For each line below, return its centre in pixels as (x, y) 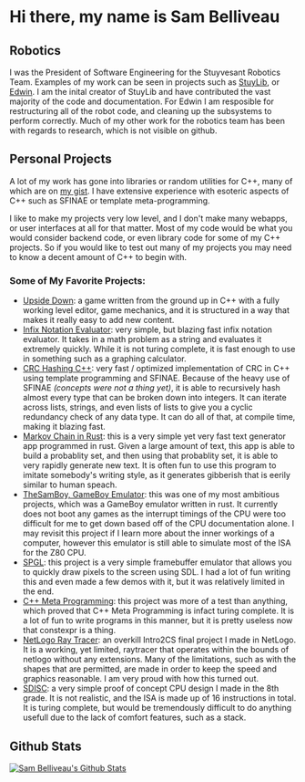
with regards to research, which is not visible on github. (113, 130)
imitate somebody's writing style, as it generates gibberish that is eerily (157, 475)
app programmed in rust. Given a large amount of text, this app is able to (159, 446)
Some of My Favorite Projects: (77, 280)
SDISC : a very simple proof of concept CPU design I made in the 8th (151, 688)
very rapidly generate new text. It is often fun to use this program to (149, 465)
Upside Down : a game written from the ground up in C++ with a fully (151, 301)
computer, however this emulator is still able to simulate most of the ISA (157, 543)
